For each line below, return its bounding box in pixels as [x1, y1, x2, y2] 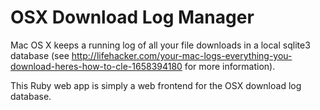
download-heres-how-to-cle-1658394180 [10, 60, 183, 72]
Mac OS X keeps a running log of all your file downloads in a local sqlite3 [10, 39, 311, 51]
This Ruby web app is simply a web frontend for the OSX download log [10, 79, 302, 91]
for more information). [184, 60, 276, 72]
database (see [10, 49, 70, 61]
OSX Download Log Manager [10, 6, 255, 29]
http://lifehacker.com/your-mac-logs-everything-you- [71, 49, 293, 61]
